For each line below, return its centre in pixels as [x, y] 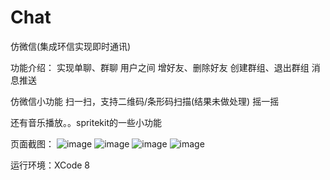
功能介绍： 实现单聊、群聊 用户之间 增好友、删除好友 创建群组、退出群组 [160, 67]
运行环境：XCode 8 [50, 165]
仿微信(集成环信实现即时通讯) [71, 46]
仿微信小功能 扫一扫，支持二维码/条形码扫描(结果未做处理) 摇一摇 [145, 101]
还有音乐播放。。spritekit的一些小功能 [86, 122]
